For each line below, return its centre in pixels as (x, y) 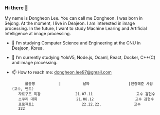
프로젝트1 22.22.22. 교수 (80, 104)
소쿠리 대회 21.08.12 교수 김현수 (86, 99)
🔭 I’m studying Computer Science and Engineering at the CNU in (76, 43)
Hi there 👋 (17, 8)
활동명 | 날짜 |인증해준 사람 (89, 84)
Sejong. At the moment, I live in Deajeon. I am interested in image (70, 23)
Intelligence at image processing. (38, 34)
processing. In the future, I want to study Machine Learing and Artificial (76, 29)
